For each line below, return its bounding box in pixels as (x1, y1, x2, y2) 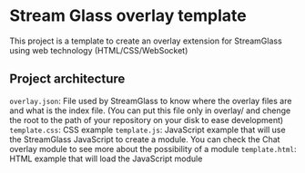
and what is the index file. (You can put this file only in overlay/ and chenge (9, 105, 291, 116)
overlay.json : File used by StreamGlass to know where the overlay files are (9, 95, 292, 106)
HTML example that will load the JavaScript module (9, 153, 203, 164)
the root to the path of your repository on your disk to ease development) (9, 114, 284, 125)
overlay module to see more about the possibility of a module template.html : (9, 143, 297, 154)
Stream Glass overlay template (9, 5, 248, 26)
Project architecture (9, 72, 126, 87)
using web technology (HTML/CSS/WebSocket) (9, 44, 188, 55)
